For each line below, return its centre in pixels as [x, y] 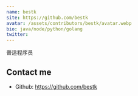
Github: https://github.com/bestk [56, 86]
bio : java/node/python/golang [45, 29]
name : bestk [21, 12]
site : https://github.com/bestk [47, 18]
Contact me [29, 72]
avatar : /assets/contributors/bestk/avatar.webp [69, 23]
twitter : [17, 35]
